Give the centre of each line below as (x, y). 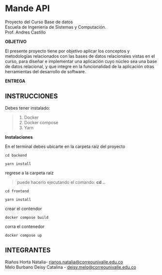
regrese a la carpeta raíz (29, 173)
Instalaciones (19, 137)
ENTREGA (15, 81)
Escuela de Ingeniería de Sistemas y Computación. (56, 27)
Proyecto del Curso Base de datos (39, 22)
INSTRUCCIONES (31, 96)
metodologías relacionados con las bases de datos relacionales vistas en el (80, 56)
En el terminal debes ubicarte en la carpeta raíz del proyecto (65, 146)
